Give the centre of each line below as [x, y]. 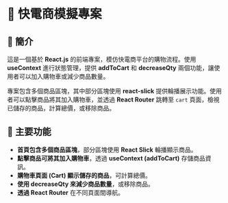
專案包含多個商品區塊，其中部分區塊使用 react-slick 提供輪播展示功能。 [109, 91]
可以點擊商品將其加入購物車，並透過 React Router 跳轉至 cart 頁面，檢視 [116, 99]
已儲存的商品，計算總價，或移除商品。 [61, 108]
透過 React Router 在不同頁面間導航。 [71, 192]
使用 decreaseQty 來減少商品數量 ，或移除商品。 [85, 184]
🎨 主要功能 [29, 132]
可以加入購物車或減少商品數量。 [64, 76]
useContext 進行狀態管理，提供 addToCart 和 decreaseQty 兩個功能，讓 [111, 68]
